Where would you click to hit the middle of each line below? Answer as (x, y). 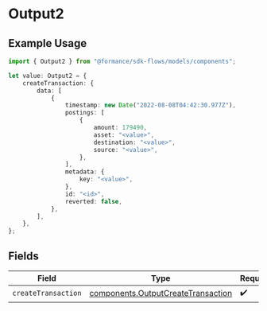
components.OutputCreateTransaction (161, 294)
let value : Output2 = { (48, 76)
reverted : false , (94, 201)
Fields (24, 256)
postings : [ (85, 113)
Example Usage (48, 43)
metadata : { (85, 172)
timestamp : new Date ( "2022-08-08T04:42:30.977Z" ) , (151, 105)
